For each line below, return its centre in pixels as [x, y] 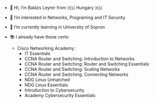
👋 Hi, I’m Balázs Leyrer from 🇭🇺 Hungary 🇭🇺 [56, 8]
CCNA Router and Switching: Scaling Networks [72, 69]
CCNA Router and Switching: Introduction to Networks [79, 59]
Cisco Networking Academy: [46, 48]
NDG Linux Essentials [46, 85]
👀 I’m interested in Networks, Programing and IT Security [67, 17]
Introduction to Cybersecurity [54, 90]
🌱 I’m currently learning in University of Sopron [57, 27]
